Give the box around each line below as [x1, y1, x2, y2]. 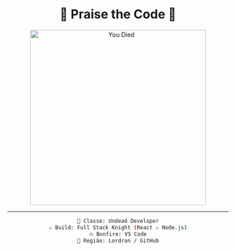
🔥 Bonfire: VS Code [88, 231, 147, 238]
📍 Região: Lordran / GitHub [77, 237, 159, 244]
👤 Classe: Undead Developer [77, 217, 159, 224]
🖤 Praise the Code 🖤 [59, 6, 177, 22]
